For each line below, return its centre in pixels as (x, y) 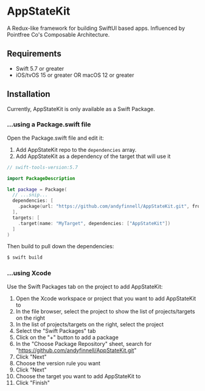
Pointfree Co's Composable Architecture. (58, 34)
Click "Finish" (33, 382)
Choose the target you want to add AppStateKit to (78, 376)
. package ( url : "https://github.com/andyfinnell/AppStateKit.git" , (104, 206)
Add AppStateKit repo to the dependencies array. (76, 149)
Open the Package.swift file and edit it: (55, 138)
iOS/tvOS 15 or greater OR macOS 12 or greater (75, 75)
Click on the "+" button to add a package (67, 337)
